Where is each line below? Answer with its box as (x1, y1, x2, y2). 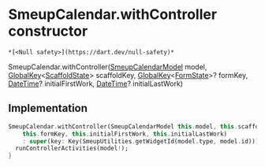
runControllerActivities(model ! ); (15, 144, 129, 153)
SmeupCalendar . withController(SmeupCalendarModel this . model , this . (8, 122, 238, 131)
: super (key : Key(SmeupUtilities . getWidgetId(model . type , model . (22, 137, 242, 145)
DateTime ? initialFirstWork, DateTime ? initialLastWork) (8, 79, 184, 88)
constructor (8, 22, 88, 40)
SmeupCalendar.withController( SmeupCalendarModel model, (8, 61, 207, 72)
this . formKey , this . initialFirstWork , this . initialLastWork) (22, 130, 227, 138)
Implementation (8, 102, 88, 115)
